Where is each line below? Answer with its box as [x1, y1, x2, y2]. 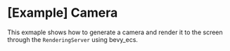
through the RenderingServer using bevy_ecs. [7, 35, 139, 43]
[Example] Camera [7, 5, 118, 21]
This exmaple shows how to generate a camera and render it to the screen [7, 28, 223, 36]
